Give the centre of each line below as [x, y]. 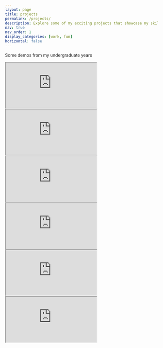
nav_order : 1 [18, 32]
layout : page [18, 9]
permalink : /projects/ [28, 18]
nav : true [15, 28]
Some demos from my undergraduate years [49, 55]
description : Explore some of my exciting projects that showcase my [77, 23]
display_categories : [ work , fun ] [39, 37]
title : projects [21, 14]
